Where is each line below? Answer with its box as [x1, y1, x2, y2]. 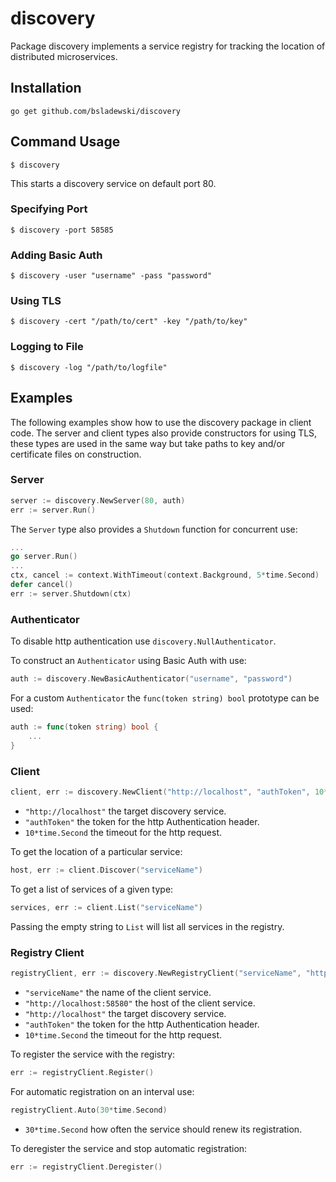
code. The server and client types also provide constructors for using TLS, [10, 427, 318, 439]
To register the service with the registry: [10, 1048, 176, 1060]
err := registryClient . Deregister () [10, 1162, 163, 1172]
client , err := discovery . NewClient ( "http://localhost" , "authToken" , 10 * [10, 787, 329, 797]
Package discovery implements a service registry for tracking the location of [10, 40, 326, 52]
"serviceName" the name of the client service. [24, 986, 212, 998]
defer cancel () [10, 580, 74, 590]
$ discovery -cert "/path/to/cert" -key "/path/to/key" [10, 317, 248, 327]
